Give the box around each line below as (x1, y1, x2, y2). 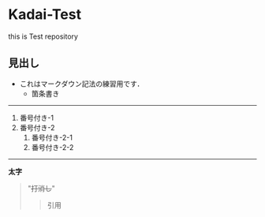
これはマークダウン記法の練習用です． (19, 79, 144, 88)
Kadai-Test (8, 6, 81, 24)
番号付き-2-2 (31, 142, 74, 152)
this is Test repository (8, 32, 79, 41)
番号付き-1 (19, 113, 54, 122)
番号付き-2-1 (31, 133, 73, 142)
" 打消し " (27, 183, 55, 193)
